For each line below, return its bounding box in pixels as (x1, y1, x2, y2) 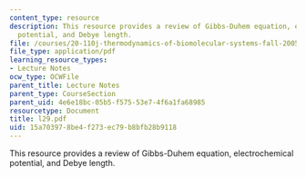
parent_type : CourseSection (9, 89, 117, 98)
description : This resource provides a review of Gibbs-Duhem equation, (9, 22, 291, 31)
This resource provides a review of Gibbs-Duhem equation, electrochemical (9, 148, 294, 159)
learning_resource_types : (9, 55, 107, 64)
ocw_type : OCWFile (9, 73, 79, 82)
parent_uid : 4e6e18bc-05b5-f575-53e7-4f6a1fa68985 (9, 97, 206, 107)
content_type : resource (9, 13, 100, 23)
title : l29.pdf (9, 114, 67, 123)
